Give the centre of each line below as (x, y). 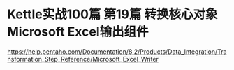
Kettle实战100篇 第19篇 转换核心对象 (112, 14)
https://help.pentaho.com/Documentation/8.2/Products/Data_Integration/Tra (117, 51)
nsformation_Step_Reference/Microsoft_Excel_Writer (83, 59)
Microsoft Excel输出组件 (78, 32)
